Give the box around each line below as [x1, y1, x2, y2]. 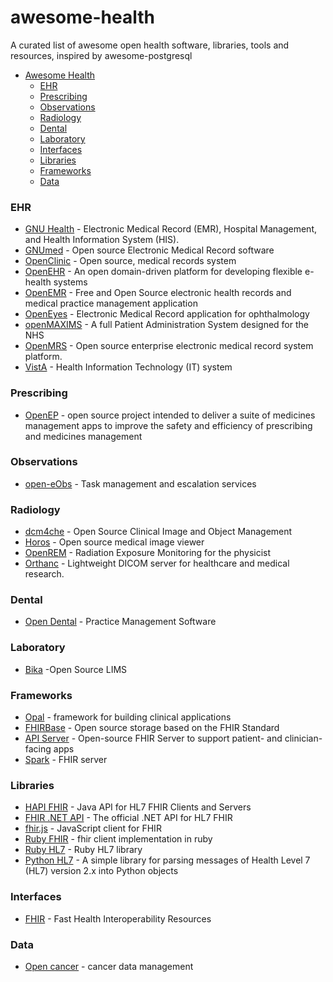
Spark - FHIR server [24, 754, 108, 766]
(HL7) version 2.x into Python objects [24, 865, 179, 877]
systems [53, 276, 88, 288]
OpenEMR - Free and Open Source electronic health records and [24, 287, 292, 299]
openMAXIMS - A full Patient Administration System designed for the [24, 319, 309, 331]
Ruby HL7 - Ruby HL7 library [24, 844, 143, 856]
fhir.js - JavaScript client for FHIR [24, 822, 162, 835]
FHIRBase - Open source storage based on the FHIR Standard [24, 722, 280, 734]
